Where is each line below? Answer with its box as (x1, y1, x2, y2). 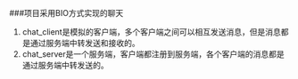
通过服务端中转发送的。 (21, 60, 109, 70)
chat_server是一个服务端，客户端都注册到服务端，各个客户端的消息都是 (21, 49, 285, 59)
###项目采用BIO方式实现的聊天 (9, 8, 124, 18)
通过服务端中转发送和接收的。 (29, 38, 140, 48)
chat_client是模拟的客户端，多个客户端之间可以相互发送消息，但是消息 (21, 27, 281, 37)
